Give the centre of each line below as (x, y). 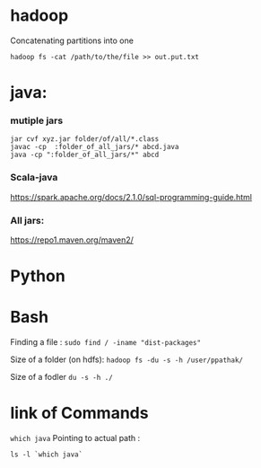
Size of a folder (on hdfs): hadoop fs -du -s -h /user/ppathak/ (126, 359)
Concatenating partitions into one (72, 40)
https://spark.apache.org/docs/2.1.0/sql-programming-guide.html (131, 197)
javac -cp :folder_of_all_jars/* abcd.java (95, 147)
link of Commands (79, 413)
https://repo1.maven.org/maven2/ (72, 240)
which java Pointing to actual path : (75, 438)
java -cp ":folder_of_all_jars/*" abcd (85, 155)
